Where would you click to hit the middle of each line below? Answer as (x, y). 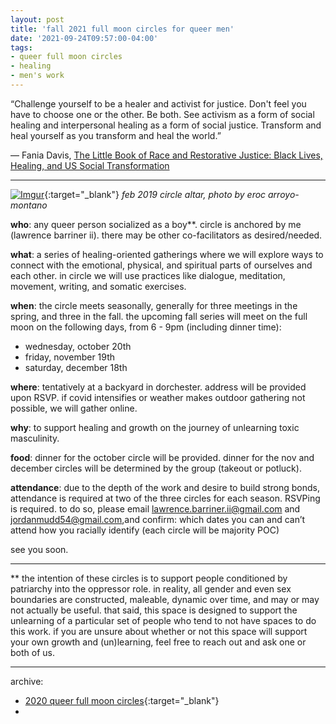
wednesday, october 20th (78, 346)
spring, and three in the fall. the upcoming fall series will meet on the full (159, 316)
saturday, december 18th (76, 367)
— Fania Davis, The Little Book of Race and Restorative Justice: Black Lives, (166, 155)
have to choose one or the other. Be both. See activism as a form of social (162, 114)
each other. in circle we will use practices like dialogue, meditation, (148, 275)
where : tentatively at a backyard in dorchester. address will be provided (158, 387)
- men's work (37, 76)
